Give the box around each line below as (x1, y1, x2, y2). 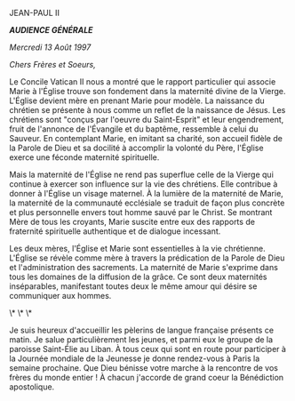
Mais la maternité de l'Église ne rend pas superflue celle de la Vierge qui (9, 169, 274, 180)
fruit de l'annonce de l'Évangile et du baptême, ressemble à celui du (9, 124, 259, 134)
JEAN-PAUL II (9, 8, 60, 18)
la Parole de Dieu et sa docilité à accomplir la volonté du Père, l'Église (9, 142, 264, 153)
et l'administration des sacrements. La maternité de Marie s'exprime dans (9, 262, 278, 272)
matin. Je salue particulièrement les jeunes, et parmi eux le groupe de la (9, 334, 274, 345)
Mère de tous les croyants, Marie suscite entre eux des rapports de (9, 217, 256, 227)
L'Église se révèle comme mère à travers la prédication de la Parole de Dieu (9, 253, 285, 263)
